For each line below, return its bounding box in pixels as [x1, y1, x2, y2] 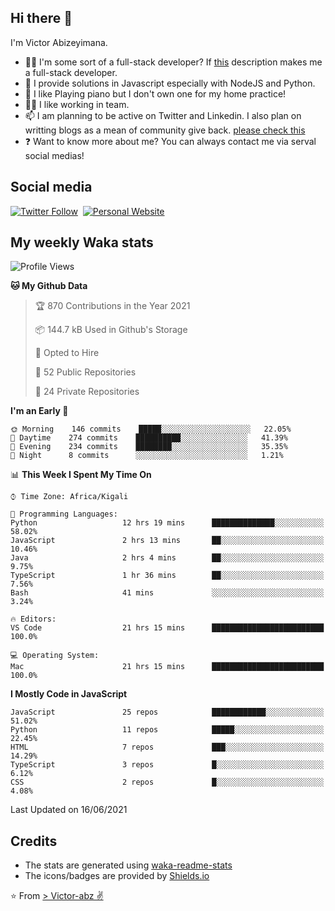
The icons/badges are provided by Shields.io [24, 870, 210, 882]
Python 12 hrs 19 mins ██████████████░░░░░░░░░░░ [10, 518, 325, 528]
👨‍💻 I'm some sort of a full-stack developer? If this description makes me [24, 56, 323, 68]
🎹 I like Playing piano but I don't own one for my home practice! [24, 87, 287, 100]
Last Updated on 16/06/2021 [10, 804, 128, 816]
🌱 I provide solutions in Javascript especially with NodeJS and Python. [24, 77, 316, 89]
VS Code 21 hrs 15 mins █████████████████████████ [10, 623, 325, 633]
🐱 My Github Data [10, 280, 88, 292]
